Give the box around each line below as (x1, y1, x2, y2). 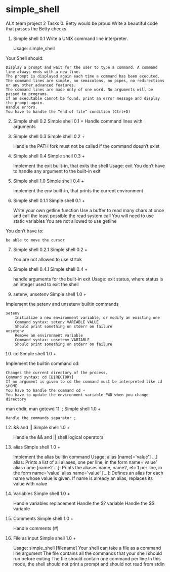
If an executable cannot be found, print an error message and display (6, 96, 160, 101)
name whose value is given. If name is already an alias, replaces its (13, 475, 153, 481)
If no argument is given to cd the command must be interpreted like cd (6, 379, 162, 384)
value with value (13, 480, 48, 486)
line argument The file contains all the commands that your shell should (13, 550, 162, 556)
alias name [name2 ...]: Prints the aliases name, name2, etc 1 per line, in (13, 464, 162, 470)
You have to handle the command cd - (6, 388, 86, 393)
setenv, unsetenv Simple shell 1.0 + (13, 291, 87, 297)
